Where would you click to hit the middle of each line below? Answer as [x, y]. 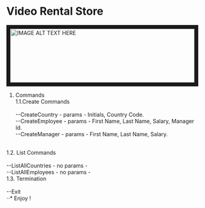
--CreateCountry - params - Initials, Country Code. [79, 114]
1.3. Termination [26, 179]
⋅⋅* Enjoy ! [19, 198]
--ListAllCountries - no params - [47, 165]
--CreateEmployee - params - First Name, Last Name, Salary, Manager [105, 121]
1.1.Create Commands [42, 101]
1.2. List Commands [31, 152]
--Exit [14, 191]
